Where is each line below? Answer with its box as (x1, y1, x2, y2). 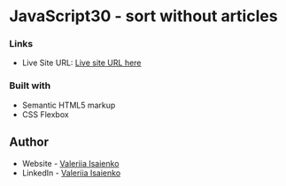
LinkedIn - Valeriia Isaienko (21, 167, 121, 178)
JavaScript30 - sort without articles (9, 6, 278, 26)
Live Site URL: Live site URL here (21, 57, 142, 68)
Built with (9, 79, 51, 92)
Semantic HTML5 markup (21, 100, 116, 110)
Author (9, 135, 49, 150)
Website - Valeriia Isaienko (21, 158, 120, 168)
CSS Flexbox (21, 108, 69, 120)
